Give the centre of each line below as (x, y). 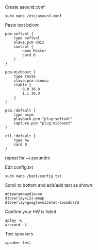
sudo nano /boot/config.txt (33, 176)
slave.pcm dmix (29, 42)
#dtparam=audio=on (24, 194)
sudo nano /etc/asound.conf (33, 16)
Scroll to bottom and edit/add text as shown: (49, 185)
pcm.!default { (20, 110)
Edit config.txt (19, 167)
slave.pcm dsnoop (31, 81)
